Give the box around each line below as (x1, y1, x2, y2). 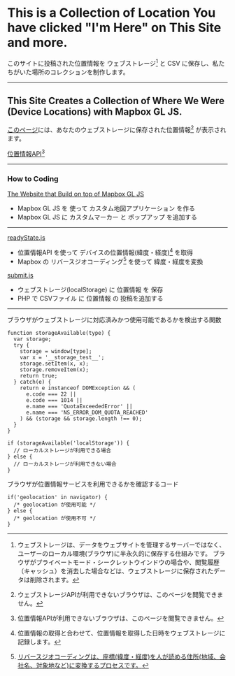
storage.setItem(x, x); (20, 360, 90, 368)
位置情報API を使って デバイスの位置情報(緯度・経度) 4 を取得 (17, 247, 194, 257)
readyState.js (7, 233, 45, 242)
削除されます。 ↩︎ (29, 575, 80, 584)
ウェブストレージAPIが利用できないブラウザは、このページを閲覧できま (17, 591, 224, 599)
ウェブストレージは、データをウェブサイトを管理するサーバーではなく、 (17, 540, 226, 549)
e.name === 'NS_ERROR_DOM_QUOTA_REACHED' (25, 409, 149, 417)
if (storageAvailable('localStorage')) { (7, 440, 130, 447)
